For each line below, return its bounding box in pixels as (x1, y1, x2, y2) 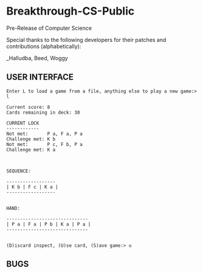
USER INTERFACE (6, 72, 74, 83)
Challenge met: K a (6, 147, 56, 153)
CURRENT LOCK (6, 120, 40, 126)
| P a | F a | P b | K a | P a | (6, 221, 91, 227)
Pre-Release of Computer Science (6, 24, 92, 32)
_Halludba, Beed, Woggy (6, 54, 68, 61)
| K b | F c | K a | (6, 184, 59, 190)
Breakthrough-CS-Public (6, 4, 135, 18)
